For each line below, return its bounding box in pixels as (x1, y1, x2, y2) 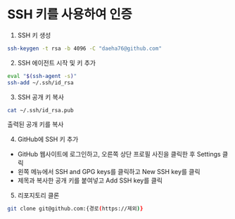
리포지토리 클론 (17, 191, 60, 200)
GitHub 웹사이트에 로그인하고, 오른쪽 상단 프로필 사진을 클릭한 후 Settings (17, 150, 221, 159)
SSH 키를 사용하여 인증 (7, 6, 132, 22)
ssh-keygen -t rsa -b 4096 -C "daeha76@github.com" (7, 45, 162, 52)
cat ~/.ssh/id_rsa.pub (7, 107, 74, 114)
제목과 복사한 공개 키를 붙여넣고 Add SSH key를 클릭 (17, 176, 163, 185)
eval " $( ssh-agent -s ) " (7, 72, 77, 79)
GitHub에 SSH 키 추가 (17, 135, 79, 144)
